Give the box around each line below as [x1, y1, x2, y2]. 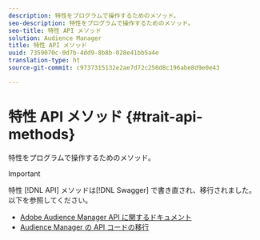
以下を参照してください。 [8, 195, 93, 205]
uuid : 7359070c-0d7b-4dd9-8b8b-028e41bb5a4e [8, 49, 159, 57]
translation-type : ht [8, 57, 81, 65]
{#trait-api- [125, 107, 203, 126]
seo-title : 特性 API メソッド [8, 26, 102, 34]
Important [8, 169, 41, 178]
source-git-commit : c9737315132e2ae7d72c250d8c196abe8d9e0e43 [8, 64, 220, 72]
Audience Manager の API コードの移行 [19, 222, 150, 232]
